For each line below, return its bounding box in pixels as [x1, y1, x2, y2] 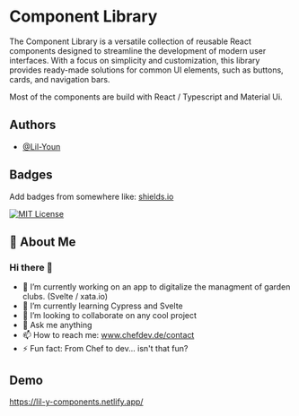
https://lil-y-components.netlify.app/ [9, 396, 144, 407]
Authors [9, 117, 57, 133]
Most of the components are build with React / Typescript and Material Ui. [9, 91, 283, 102]
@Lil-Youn [22, 141, 61, 152]
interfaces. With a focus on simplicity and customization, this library [9, 55, 260, 65]
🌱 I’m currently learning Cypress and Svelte [22, 300, 183, 311]
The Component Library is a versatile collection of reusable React [9, 36, 251, 47]
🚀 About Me [9, 234, 76, 249]
